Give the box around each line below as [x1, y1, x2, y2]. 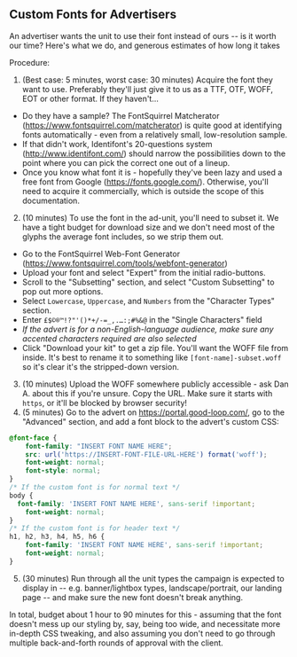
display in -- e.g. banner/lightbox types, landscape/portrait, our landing [21, 583, 282, 593]
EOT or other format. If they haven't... [21, 93, 160, 104]
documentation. [21, 195, 80, 206]
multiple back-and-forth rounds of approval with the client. [9, 637, 223, 648]
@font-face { [9, 434, 58, 442]
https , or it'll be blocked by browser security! [21, 397, 188, 408]
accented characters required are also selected [21, 332, 197, 344]
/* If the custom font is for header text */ [9, 524, 180, 533]
